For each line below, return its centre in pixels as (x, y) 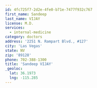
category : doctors (24, 37)
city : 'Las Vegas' (24, 46)
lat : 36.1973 (23, 73)
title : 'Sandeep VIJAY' (29, 64)
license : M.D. (19, 23)
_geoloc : (14, 69)
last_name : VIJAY (23, 19)
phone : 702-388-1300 (26, 60)
